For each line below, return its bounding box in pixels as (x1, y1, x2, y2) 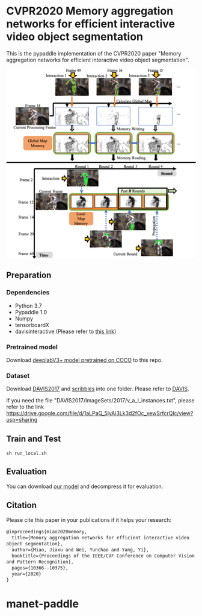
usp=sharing (6, 416, 38, 424)
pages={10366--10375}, (11, 565, 69, 571)
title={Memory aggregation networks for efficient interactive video (11, 535, 189, 541)
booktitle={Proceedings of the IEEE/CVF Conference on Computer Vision (11, 553, 195, 559)
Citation (6, 500, 37, 510)
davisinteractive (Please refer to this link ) (14, 328, 117, 335)
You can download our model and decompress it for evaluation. (6, 483, 164, 490)
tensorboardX (14, 321, 50, 328)
